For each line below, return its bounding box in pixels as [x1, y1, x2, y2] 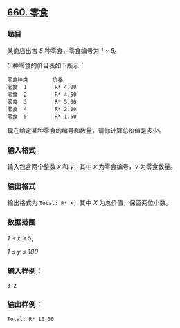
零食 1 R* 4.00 [7, 83, 77, 90]
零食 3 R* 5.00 [7, 98, 77, 106]
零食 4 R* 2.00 [7, 106, 77, 113]
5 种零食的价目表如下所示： [7, 61, 86, 69]
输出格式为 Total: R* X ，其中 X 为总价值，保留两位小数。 [7, 199, 172, 207]
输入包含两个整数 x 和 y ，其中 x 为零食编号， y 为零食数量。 [7, 162, 177, 170]
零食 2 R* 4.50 [7, 91, 77, 98]
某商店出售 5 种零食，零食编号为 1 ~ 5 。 [7, 46, 121, 54]
